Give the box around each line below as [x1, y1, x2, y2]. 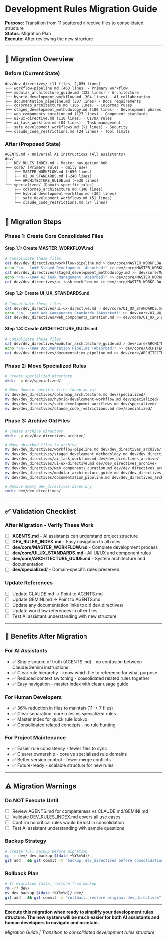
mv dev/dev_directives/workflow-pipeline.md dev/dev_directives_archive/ [5, 447, 162, 452]
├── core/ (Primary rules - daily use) [5, 165, 88, 170]
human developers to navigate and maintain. [5, 919, 99, 925]
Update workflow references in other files [12, 607, 98, 613]
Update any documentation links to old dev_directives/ [12, 602, 124, 608]
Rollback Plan [5, 870, 39, 877]
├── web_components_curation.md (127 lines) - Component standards [5, 111, 148, 116]
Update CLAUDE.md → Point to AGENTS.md [12, 591, 103, 597]
